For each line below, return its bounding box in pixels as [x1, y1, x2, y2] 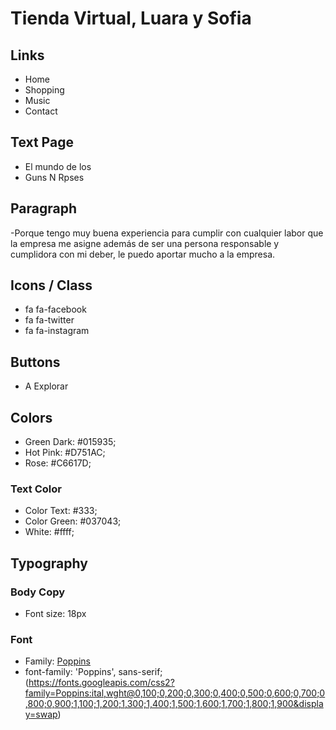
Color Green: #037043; [24, 515, 122, 527]
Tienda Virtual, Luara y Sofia [10, 7, 252, 30]
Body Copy [10, 585, 66, 599]
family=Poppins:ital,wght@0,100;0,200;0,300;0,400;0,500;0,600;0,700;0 [24, 687, 326, 699]
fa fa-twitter [24, 314, 75, 326]
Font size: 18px [24, 608, 87, 620]
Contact [24, 105, 58, 117]
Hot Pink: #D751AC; [24, 447, 106, 459]
